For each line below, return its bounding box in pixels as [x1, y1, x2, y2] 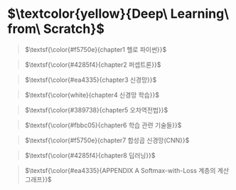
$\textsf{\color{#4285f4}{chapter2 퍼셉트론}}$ [24, 60, 161, 69]
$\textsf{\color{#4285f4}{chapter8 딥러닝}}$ [24, 151, 156, 159]
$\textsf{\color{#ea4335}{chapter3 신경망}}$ [24, 75, 157, 84]
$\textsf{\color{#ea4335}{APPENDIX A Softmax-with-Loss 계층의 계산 [24, 166, 230, 174]
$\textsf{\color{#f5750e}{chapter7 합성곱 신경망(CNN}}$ [24, 136, 190, 144]
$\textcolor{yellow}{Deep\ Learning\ [7, 6, 230, 22]
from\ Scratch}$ [7, 21, 105, 37]
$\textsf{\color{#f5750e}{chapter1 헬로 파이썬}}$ [24, 45, 167, 53]
